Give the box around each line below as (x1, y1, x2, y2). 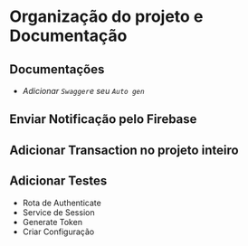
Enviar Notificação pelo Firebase (9, 111, 197, 128)
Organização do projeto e (9, 6, 204, 27)
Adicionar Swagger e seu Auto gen (22, 86, 145, 96)
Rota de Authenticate (22, 197, 101, 208)
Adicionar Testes (9, 174, 108, 189)
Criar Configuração (22, 226, 95, 237)
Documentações (9, 61, 105, 77)
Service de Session (22, 206, 95, 218)
